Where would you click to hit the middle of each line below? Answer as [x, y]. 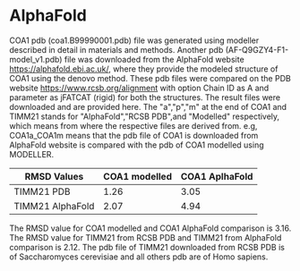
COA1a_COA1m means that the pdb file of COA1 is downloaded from [134, 135]
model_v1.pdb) [36, 59]
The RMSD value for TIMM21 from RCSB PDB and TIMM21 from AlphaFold [146, 237]
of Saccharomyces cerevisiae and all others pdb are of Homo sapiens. [139, 257]
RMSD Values [54, 176]
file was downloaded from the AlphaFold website [154, 59]
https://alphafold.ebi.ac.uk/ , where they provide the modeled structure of [144, 69]
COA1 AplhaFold [217, 176]
